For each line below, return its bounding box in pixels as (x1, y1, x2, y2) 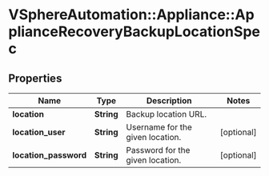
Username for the (126, 122, 192, 133)
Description (146, 95, 192, 106)
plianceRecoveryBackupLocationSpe (8, 22, 260, 41)
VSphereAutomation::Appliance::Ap (8, 6, 255, 24)
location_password (12, 150, 86, 161)
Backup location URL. (126, 109, 207, 119)
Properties (8, 71, 62, 85)
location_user (12, 126, 66, 138)
